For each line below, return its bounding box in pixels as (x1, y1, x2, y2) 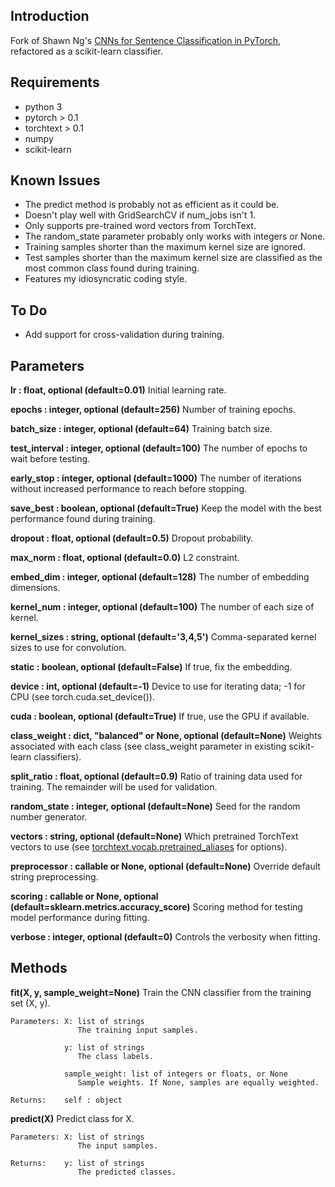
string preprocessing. (10, 871, 99, 883)
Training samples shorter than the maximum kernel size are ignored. (24, 241, 306, 253)
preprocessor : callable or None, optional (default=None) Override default (10, 860, 321, 873)
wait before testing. (10, 453, 91, 465)
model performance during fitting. (10, 912, 150, 924)
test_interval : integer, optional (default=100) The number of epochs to (10, 442, 308, 454)
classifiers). (33, 751, 82, 763)
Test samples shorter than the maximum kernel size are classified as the (24, 252, 323, 264)
